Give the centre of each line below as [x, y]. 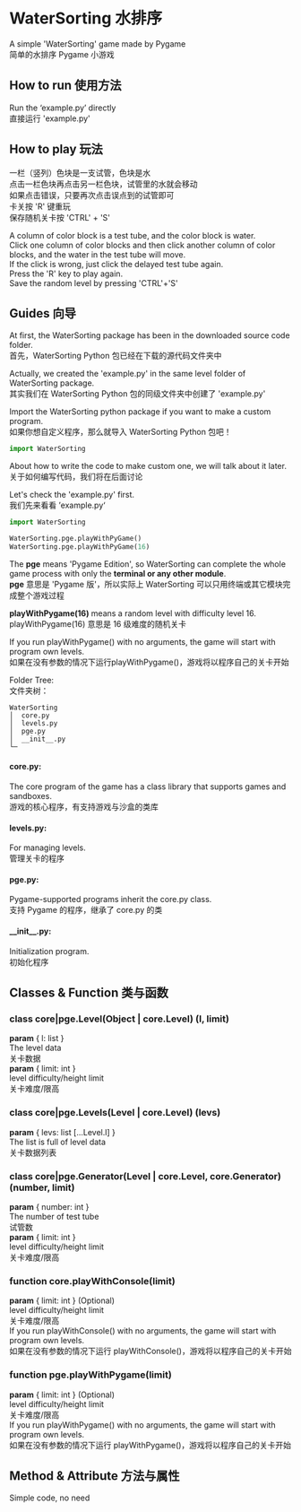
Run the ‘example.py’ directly [63, 108]
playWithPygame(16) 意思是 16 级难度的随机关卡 [98, 623]
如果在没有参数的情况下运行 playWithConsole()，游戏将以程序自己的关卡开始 [150, 1351]
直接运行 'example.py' [50, 118]
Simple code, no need [50, 1498]
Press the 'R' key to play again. [66, 274]
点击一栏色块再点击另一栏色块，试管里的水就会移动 [103, 184]
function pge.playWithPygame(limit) [90, 1375]
